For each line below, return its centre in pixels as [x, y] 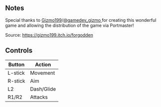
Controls [19, 51]
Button [16, 64]
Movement [42, 73]
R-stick [17, 81]
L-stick [16, 73]
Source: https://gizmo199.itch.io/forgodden [49, 35]
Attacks [39, 97]
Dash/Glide [43, 89]
